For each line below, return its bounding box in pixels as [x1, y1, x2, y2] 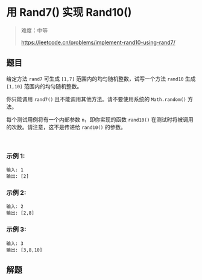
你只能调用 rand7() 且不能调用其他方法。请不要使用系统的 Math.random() [6, 95, 187, 103]
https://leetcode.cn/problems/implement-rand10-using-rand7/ [21, 39, 176, 46]
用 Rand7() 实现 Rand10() [6, 5, 132, 19]
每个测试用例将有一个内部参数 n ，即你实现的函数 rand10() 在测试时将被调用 [6, 116, 194, 123]
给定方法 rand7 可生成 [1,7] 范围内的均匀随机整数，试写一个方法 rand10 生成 [6, 75, 196, 82]
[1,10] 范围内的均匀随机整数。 [6, 82, 83, 90]
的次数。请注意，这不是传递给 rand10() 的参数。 [6, 123, 127, 131]
